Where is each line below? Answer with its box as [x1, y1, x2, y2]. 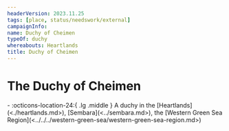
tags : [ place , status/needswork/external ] [7, 17, 131, 23]
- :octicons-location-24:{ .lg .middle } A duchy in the [7, 101, 156, 109]
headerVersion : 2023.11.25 [7, 10, 85, 17]
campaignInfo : [7, 23, 48, 30]
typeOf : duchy [7, 36, 48, 43]
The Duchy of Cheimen [7, 79, 142, 94]
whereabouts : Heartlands [7, 42, 78, 49]
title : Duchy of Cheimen [7, 49, 78, 56]
